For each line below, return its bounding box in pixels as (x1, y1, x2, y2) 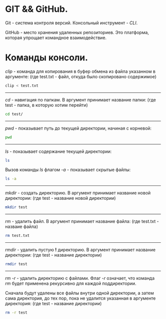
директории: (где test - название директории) (5, 252, 102, 258)
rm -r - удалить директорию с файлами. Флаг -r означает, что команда (5, 275, 155, 281)
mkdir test (5, 205, 28, 210)
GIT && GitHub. (5, 3, 68, 15)
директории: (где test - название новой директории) (5, 195, 116, 201)
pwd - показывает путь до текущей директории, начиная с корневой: (5, 125, 152, 131)
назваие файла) (5, 224, 39, 229)
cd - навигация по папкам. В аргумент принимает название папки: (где (5, 96, 156, 102)
